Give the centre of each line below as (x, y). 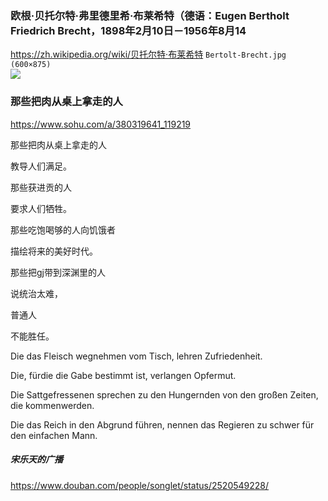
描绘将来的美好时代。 (54, 251)
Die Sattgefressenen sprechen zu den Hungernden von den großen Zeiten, (164, 394)
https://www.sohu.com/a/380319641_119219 (101, 124)
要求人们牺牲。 (41, 208)
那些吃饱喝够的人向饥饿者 (63, 229)
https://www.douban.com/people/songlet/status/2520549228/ (140, 485)
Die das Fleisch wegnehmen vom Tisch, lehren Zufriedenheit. (136, 356)
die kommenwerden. (52, 405)
